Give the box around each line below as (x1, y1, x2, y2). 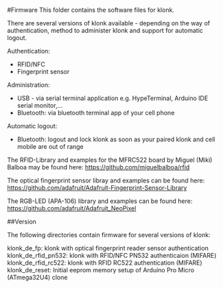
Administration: (7, 81, 50, 88)
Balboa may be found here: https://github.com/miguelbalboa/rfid (7, 163, 190, 171)
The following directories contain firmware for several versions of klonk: (7, 231, 211, 239)
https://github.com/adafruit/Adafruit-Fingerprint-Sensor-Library (7, 184, 187, 191)
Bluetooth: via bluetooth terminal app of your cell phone (16, 109, 175, 117)
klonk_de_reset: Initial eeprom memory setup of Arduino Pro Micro (7, 266, 194, 274)
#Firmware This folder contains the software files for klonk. (7, 6, 175, 14)
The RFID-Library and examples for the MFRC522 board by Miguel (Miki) (7, 156, 213, 164)
